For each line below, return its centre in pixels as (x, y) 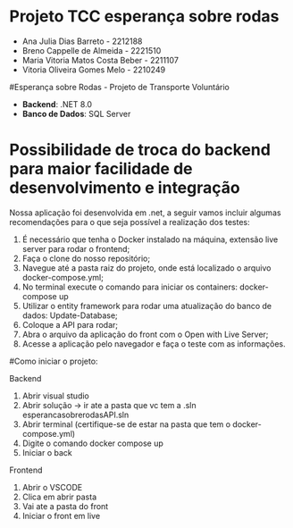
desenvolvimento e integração (125, 188)
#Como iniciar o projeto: (54, 361)
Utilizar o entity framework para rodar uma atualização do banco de (147, 306)
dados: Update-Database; (70, 315)
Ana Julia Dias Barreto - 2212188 (82, 41)
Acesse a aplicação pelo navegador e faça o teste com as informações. (154, 344)
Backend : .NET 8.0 (57, 104)
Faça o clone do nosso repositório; (86, 258)
